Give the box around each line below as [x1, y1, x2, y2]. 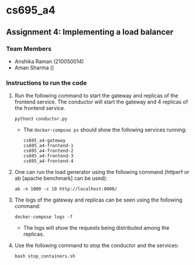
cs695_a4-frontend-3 [23, 153, 74, 159]
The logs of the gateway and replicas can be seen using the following [14, 196, 183, 203]
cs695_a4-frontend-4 [23, 158, 74, 165]
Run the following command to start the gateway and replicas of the [14, 92, 179, 99]
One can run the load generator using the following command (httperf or [14, 169, 190, 176]
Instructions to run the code [6, 79, 87, 87]
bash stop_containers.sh [14, 253, 76, 259]
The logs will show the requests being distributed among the [23, 224, 170, 232]
